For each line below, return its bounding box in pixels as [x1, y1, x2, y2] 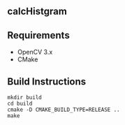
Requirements [7, 29, 70, 41]
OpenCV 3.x [17, 48, 53, 57]
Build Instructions [7, 75, 87, 87]
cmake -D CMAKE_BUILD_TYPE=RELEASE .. [7, 106, 120, 114]
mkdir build [7, 94, 42, 101]
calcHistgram [7, 6, 68, 17]
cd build [7, 101, 33, 108]
